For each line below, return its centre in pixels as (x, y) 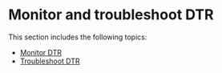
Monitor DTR (41, 52)
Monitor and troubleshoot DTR (111, 15)
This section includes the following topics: (78, 37)
